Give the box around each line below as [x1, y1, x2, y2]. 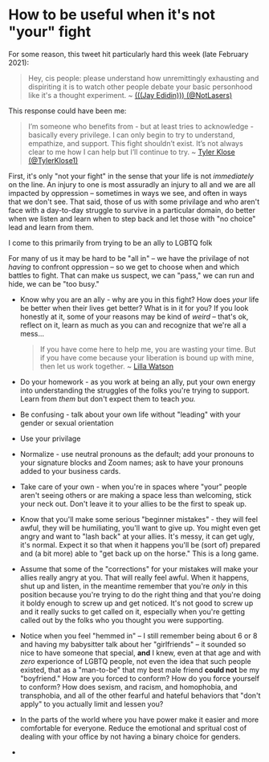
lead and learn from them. [8, 222, 95, 232]
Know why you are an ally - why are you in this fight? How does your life [19, 295, 259, 304]
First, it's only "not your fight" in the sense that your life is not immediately [8, 171, 255, 181]
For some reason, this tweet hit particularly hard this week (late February [8, 49, 249, 59]
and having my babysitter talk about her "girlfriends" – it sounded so [19, 639, 247, 649]
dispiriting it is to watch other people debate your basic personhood [27, 82, 253, 92]
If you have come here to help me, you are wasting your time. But [39, 344, 256, 354]
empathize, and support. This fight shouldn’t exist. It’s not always [27, 138, 243, 148]
